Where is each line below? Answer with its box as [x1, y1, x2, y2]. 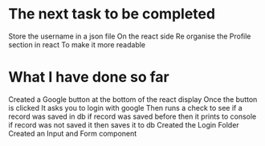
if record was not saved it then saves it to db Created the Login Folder [8, 120, 239, 129]
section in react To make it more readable [8, 39, 146, 49]
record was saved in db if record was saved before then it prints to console [8, 112, 257, 121]
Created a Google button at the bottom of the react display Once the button [8, 94, 258, 104]
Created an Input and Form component [8, 128, 137, 138]
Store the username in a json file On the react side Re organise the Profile [8, 31, 251, 41]
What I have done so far [8, 68, 170, 87]
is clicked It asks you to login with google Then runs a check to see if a [8, 103, 243, 112]
